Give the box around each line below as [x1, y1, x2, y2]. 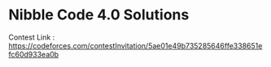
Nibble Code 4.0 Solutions [8, 6, 190, 24]
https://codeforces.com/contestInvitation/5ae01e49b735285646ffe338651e [8, 40, 263, 50]
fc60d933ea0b [8, 49, 59, 59]
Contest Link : [8, 32, 55, 42]
